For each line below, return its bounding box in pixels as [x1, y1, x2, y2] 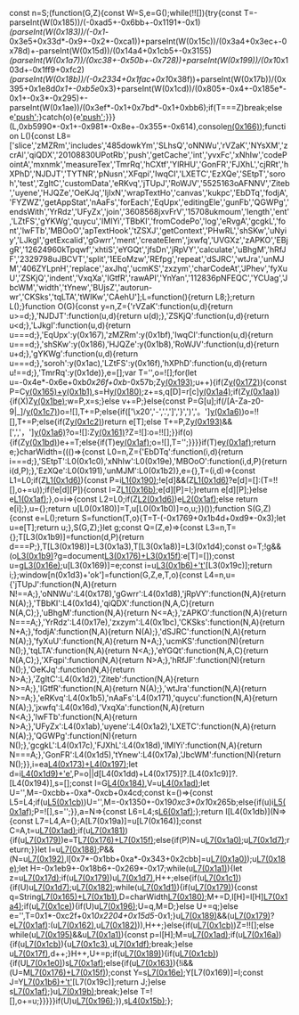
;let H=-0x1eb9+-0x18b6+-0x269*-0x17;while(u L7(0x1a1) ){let [16, 864, 243, 873]
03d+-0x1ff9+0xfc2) [9, 64, 85, 75]
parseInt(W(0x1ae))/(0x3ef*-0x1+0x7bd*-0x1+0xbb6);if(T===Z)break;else [9, 102, 283, 112]
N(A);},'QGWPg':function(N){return [9, 731, 138, 741]
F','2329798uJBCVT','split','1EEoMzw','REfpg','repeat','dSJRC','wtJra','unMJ [9, 254, 285, 264]
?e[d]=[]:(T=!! [228, 475, 279, 485]
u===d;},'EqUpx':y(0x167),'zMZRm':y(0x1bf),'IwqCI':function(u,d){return [9, 330, 274, 340]
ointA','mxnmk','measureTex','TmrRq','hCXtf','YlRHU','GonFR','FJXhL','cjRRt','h [9, 160, 289, 169]
